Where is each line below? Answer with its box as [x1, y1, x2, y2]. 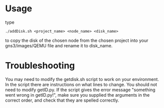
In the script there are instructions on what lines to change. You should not [5, 81, 158, 87]
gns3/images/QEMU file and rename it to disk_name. [5, 42, 113, 48]
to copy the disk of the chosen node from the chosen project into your [5, 37, 149, 43]
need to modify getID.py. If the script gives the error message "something [5, 87, 156, 93]
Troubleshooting [5, 60, 75, 72]
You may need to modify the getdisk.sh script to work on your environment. [5, 76, 160, 82]
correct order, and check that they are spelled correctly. [5, 97, 119, 103]
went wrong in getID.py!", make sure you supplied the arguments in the [5, 92, 150, 98]
